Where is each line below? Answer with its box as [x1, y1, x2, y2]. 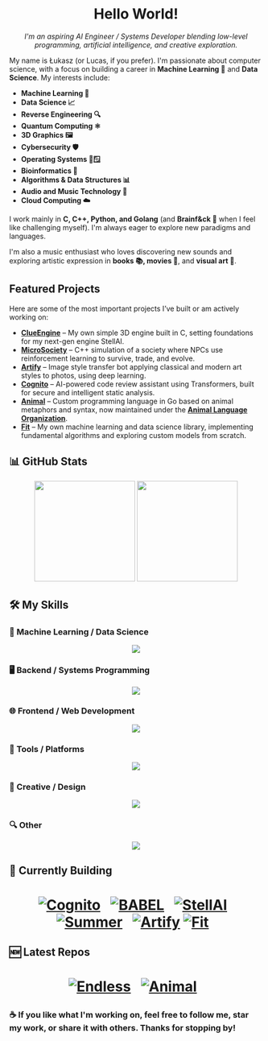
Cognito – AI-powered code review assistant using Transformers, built [20, 379, 254, 389]
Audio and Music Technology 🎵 [20, 186, 128, 196]
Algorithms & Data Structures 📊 [20, 175, 131, 184]
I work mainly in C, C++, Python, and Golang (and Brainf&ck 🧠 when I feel [9, 214, 256, 224]
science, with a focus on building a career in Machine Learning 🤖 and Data [9, 64, 258, 73]
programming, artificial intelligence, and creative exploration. [34, 39, 238, 49]
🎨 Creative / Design [9, 782, 86, 793]
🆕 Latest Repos [9, 945, 91, 959]
